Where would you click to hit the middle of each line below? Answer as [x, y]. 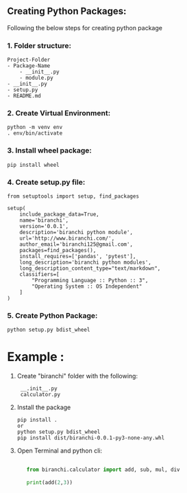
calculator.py [40, 395]
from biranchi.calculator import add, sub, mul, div [103, 470]
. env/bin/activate [35, 133]
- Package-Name [29, 66]
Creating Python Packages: [67, 11]
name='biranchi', [44, 220]
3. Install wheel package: [50, 150]
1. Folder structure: [39, 45]
